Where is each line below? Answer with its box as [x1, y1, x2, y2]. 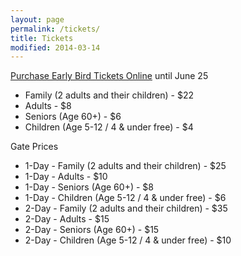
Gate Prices [10, 141, 59, 153]
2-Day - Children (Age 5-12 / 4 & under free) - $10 [24, 234, 232, 246]
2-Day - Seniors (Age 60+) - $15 [24, 224, 160, 236]
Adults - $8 [24, 100, 72, 112]
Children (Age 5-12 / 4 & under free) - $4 [24, 121, 194, 133]
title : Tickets [10, 33, 74, 43]
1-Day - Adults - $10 [24, 171, 108, 183]
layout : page [10, 14, 65, 25]
